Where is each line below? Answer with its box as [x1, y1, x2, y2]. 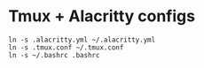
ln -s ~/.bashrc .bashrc [8, 50, 100, 59]
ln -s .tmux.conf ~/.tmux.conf [8, 42, 124, 52]
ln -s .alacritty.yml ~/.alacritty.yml [8, 35, 156, 44]
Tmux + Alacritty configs [8, 6, 196, 26]
